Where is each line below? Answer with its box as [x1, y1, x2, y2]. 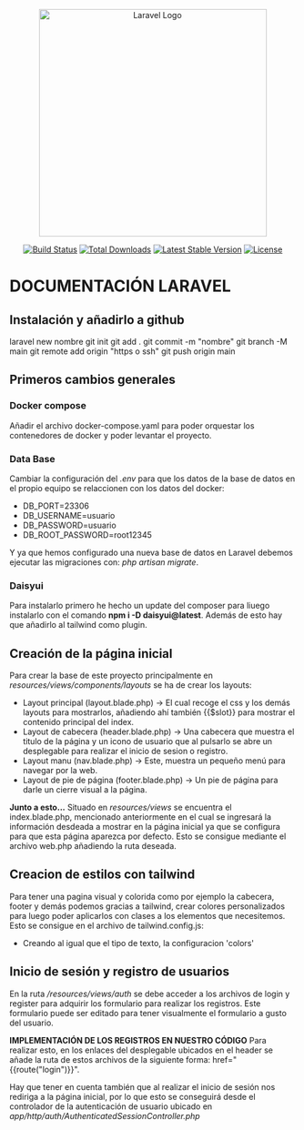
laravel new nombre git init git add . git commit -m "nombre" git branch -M [9, 337, 289, 347]
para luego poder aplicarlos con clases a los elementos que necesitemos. [9, 910, 286, 921]
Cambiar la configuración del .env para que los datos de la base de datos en [9, 473, 296, 484]
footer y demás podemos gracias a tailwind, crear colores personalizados [9, 901, 285, 912]
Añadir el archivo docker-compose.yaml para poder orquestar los [9, 419, 255, 431]
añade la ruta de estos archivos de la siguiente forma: [9, 1054, 211, 1064]
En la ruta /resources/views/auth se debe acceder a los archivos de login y [9, 988, 290, 999]
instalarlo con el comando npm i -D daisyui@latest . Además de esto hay [9, 610, 283, 620]
